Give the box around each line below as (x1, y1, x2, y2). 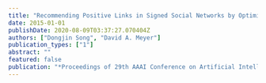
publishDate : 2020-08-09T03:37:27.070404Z (8, 26, 150, 34)
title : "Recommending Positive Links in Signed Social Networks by (8, 11, 236, 20)
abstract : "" (8, 48, 51, 56)
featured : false (8, 56, 62, 64)
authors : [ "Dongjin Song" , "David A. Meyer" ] (8, 33, 161, 42)
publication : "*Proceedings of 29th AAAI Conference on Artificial (8, 63, 236, 71)
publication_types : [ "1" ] (8, 41, 93, 49)
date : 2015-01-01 (8, 19, 66, 27)
